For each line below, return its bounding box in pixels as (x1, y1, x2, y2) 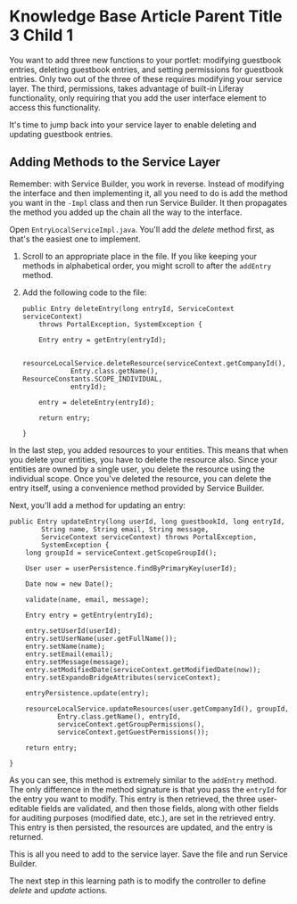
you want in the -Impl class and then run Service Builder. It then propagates (9, 197, 288, 208)
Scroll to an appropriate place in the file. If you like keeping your (21, 251, 257, 261)
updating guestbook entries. (9, 128, 113, 139)
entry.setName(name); (25, 642, 105, 651)
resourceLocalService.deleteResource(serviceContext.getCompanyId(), (21, 358, 287, 367)
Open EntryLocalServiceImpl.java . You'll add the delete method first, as (9, 224, 275, 234)
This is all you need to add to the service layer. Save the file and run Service (9, 849, 288, 859)
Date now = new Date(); (25, 579, 114, 588)
